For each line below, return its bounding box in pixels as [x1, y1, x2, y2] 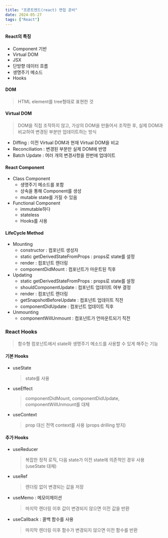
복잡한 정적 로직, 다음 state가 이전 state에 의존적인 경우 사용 [25, 457, 145, 463]
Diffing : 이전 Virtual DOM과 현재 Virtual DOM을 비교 [12, 139, 119, 146]
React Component [5, 164, 45, 171]
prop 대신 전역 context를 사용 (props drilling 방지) [25, 422, 126, 428]
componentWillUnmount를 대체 [25, 401, 90, 407]
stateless [20, 212, 40, 218]
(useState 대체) [25, 463, 57, 469]
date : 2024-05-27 [5, 12, 42, 17]
